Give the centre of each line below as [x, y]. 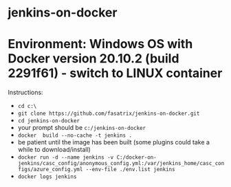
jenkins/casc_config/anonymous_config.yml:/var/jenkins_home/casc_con [121, 164]
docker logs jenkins [47, 177]
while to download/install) [54, 150]
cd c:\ [27, 107]
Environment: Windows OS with [100, 44]
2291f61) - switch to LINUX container [115, 73]
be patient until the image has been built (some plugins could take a [114, 142]
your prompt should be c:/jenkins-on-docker [82, 128]
